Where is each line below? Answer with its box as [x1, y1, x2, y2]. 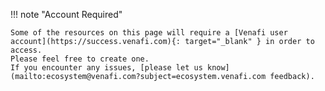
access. [10, 45, 43, 55]
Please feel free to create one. [10, 54, 150, 64]
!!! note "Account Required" [10, 9, 123, 20]
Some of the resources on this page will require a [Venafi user [10, 28, 288, 38]
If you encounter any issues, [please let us [10, 63, 203, 73]
